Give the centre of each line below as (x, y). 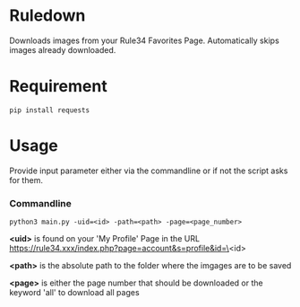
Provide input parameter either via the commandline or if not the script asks (149, 171)
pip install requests (50, 110)
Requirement (58, 87)
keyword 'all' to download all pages (75, 293)
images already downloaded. (63, 49)
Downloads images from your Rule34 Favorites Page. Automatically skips (144, 40)
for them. (26, 180)
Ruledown (47, 16)
